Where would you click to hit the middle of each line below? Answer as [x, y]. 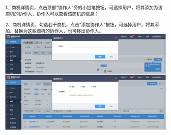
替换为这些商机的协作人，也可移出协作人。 [59, 31]
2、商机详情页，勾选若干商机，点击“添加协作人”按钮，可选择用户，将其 [80, 25]
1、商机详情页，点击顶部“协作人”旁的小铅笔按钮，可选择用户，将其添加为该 [84, 7]
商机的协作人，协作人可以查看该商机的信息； [52, 14]
